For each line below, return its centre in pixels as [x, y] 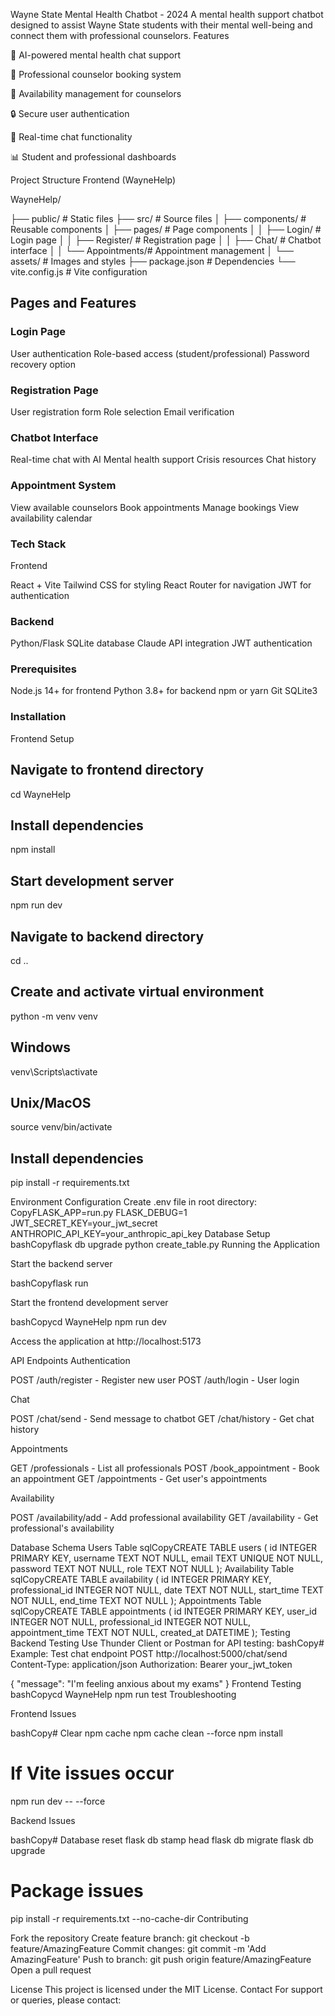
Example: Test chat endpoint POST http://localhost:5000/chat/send [149, 1654]
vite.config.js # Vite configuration [79, 272]
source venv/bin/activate [61, 1127]
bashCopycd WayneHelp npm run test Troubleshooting [123, 1695]
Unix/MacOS [51, 1103]
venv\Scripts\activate [54, 1071]
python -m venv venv [54, 1016]
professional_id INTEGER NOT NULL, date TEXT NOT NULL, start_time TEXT [167, 1590]
